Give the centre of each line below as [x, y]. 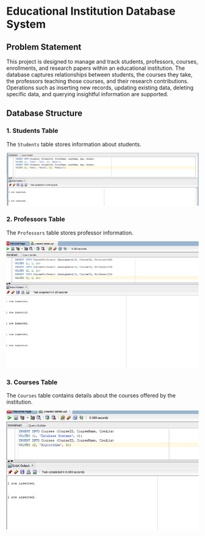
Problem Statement [44, 47]
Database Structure [44, 114]
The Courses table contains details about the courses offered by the [91, 395]
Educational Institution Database [91, 11]
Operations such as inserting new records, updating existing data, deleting [100, 88]
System [26, 24]
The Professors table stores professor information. [70, 232]
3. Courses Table [32, 382]
